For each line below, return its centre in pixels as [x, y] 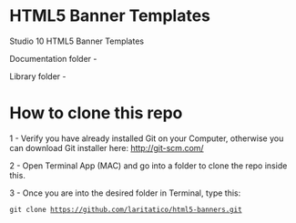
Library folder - [38, 76]
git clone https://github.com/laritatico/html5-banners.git [126, 209]
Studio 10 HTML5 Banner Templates [77, 41]
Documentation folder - [53, 58]
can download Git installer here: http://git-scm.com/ [107, 147]
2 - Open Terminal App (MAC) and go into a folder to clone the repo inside [148, 166]
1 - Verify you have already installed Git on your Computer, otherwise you [147, 138]
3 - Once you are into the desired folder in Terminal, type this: [125, 193]
